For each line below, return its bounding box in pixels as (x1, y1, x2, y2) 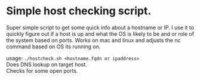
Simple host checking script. (6, 4, 152, 18)
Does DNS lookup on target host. (6, 61, 88, 68)
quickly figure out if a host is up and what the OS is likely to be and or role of (6, 30, 195, 37)
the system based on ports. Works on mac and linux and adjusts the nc (6, 36, 181, 44)
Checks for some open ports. (6, 67, 78, 74)
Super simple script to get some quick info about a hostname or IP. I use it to (6, 24, 194, 31)
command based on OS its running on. (6, 43, 101, 50)
